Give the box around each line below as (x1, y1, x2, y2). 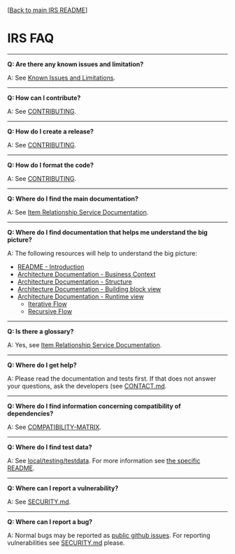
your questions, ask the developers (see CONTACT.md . (7, 381, 167, 390)
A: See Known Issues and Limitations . (7, 73, 115, 82)
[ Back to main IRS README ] (7, 6, 88, 14)
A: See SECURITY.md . (7, 497, 71, 506)
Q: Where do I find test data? (7, 443, 92, 451)
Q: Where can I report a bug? (7, 517, 93, 526)
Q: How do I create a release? (7, 127, 94, 136)
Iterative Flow (27, 300, 68, 308)
